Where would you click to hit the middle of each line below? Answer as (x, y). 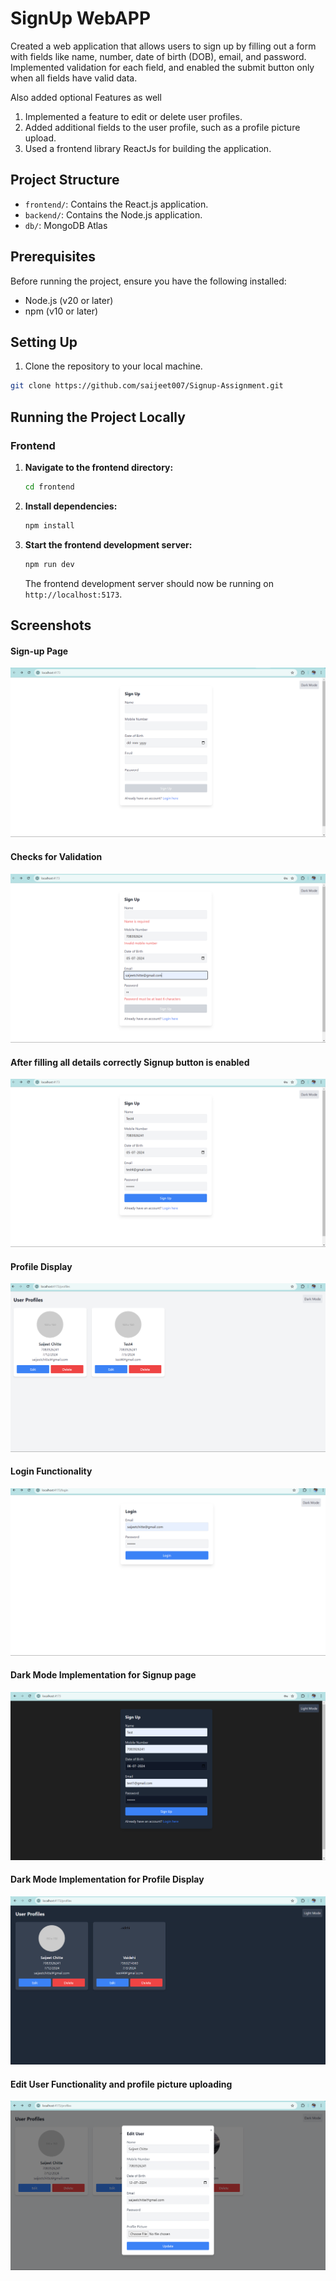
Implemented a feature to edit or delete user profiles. (133, 116)
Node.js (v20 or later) (69, 300)
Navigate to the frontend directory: (99, 467)
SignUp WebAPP (81, 18)
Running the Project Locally (98, 417)
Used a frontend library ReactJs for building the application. (148, 148)
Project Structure (65, 180)
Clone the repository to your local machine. (113, 366)
